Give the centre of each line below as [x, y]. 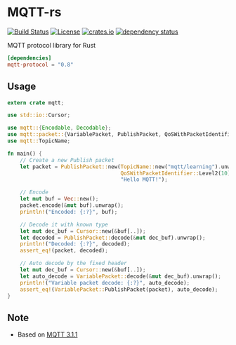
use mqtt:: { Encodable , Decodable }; [59, 128]
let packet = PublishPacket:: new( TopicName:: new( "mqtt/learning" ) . [120, 167]
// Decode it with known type [64, 224]
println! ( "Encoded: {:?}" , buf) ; [69, 212]
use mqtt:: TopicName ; [39, 141]
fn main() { [25, 154]
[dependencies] [29, 58]
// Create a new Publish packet [67, 160]
